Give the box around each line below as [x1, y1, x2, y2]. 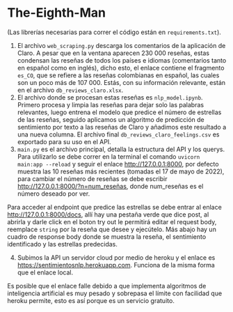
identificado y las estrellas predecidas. [7, 240, 118, 248]
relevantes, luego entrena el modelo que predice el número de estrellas [17, 108, 222, 116]
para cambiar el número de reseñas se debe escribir [17, 174, 168, 182]
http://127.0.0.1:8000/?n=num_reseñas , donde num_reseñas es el [17, 182, 204, 190]
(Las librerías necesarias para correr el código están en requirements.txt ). [7, 28, 221, 36]
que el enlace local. [17, 268, 74, 276]
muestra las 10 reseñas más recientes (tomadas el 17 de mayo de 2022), [17, 167, 225, 175]
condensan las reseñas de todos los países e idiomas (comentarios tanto [17, 56, 227, 64]
